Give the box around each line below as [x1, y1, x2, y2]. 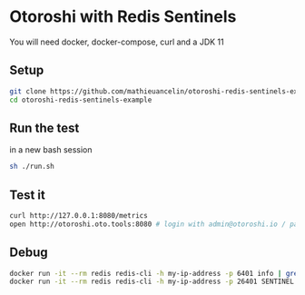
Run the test [9, 120, 80, 135]
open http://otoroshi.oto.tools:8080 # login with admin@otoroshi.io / [9, 220, 286, 229]
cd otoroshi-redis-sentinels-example [9, 95, 152, 104]
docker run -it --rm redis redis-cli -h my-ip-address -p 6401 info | [9, 269, 282, 278]
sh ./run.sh [9, 162, 54, 172]
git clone [9, 86, 47, 96]
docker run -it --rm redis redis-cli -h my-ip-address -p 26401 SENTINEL [9, 277, 295, 287]
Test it [9, 187, 45, 202]
